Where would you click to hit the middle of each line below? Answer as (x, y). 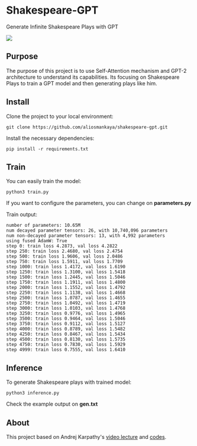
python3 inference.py (33, 393)
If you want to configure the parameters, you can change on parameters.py (99, 203)
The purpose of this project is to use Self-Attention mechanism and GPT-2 (96, 70)
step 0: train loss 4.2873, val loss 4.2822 (62, 246)
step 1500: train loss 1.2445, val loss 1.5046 (66, 277)
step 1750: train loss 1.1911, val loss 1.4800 (66, 283)
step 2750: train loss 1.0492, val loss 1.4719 (66, 303)
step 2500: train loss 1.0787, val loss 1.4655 (66, 298)
